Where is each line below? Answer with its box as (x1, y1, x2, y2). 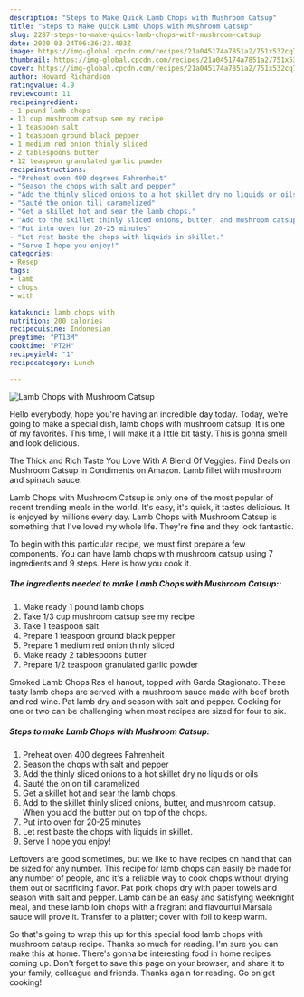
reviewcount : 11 (9, 89, 71, 98)
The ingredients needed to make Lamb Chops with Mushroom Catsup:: (9, 578, 282, 589)
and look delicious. (9, 437, 80, 449)
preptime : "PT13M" (9, 333, 79, 343)
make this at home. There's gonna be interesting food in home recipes (9, 948, 271, 959)
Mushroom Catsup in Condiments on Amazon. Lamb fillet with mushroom (9, 464, 282, 476)
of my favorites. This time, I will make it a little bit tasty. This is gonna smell (9, 428, 288, 439)
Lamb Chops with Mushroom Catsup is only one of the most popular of (9, 491, 274, 503)
